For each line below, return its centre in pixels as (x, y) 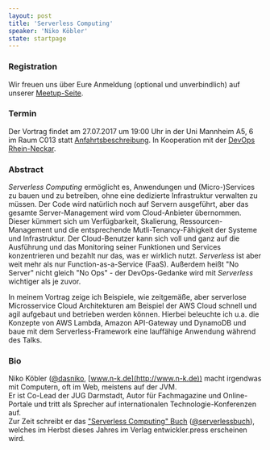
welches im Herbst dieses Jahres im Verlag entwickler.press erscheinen (128, 430)
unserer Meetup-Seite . (46, 93)
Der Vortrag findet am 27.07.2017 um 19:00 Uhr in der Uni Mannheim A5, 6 (131, 131)
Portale (20, 404)
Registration (33, 67)
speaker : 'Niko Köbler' (48, 31)
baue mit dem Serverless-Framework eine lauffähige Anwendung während (132, 331)
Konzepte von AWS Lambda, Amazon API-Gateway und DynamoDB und (127, 323)
